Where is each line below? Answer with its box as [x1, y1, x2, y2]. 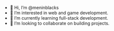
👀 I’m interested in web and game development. [9, 10, 108, 16]
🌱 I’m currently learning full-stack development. [9, 15, 108, 21]
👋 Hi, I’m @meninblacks [9, 5, 59, 10]
